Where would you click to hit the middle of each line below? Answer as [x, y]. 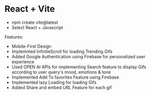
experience [23, 62]
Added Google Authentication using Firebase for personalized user [78, 56]
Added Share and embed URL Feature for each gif [62, 87]
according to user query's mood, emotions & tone [61, 72]
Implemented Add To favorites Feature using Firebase [65, 77]
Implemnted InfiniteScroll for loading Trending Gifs [62, 51]
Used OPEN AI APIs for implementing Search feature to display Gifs [79, 67]
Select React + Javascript [37, 27]
